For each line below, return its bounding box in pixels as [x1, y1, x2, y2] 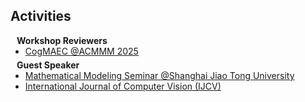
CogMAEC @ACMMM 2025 [24, 45, 139, 57]
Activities [10, 8, 72, 25]
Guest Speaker [16, 59, 80, 71]
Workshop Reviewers [16, 34, 108, 46]
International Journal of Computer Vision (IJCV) [24, 80, 222, 92]
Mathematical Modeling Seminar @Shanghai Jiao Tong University [24, 69, 295, 81]
